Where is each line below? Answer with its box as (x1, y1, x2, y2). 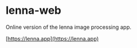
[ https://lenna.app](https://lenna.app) (5, 35, 99, 42)
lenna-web (5, 4, 62, 17)
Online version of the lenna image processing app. (5, 23, 132, 31)
